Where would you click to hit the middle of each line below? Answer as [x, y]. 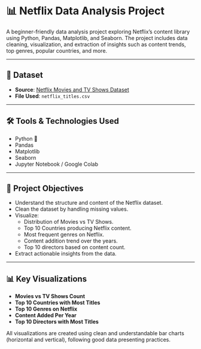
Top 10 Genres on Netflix [46, 309]
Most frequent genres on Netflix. [64, 235]
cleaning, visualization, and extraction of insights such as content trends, [96, 44]
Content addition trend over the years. [71, 241]
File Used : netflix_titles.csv [52, 96]
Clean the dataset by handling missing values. [71, 209]
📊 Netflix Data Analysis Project [85, 11]
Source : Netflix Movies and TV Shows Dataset [72, 89]
